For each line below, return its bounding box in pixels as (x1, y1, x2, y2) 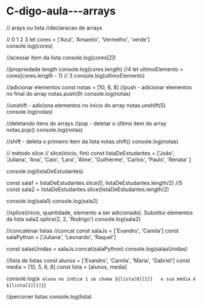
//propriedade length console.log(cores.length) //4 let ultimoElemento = (6, 65, 183, 73)
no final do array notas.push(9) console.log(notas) (6, 90, 131, 97)
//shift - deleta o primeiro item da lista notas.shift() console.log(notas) (6, 137, 179, 145)
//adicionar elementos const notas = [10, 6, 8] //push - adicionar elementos (6, 83, 192, 91)
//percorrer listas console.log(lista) (6, 293, 92, 300)
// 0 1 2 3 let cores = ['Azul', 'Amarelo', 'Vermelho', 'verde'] (6, 36, 150, 43)
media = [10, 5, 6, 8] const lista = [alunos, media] (6, 263, 127, 270)
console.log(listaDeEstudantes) (6, 167, 84, 175)
